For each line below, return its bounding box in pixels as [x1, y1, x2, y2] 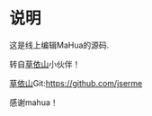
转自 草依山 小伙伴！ [9, 58, 81, 69]
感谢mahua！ [9, 96, 58, 108]
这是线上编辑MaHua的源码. [9, 40, 110, 50]
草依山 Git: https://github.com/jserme [9, 77, 143, 88]
